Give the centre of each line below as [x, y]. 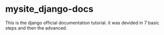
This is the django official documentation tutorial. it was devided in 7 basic [82, 23]
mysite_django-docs [49, 9]
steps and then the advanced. [36, 28]
